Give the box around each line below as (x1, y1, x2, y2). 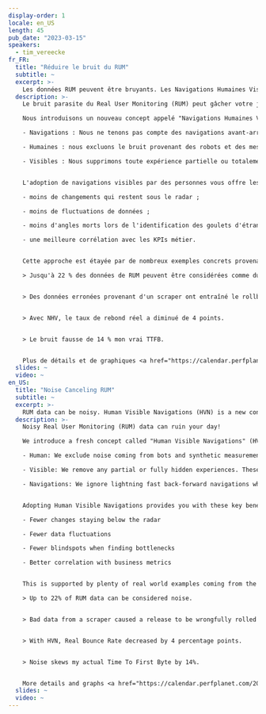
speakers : (8, 41, 41, 49)
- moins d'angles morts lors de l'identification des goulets (22, 221, 232, 230)
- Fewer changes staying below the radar (22, 516, 161, 524)
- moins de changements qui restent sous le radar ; (22, 193, 200, 201)
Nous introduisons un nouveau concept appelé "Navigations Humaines (22, 114, 253, 123)
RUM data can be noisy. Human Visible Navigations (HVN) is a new (22, 408, 246, 416)
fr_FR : (8, 56, 30, 64)
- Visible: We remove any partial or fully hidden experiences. (22, 466, 239, 474)
